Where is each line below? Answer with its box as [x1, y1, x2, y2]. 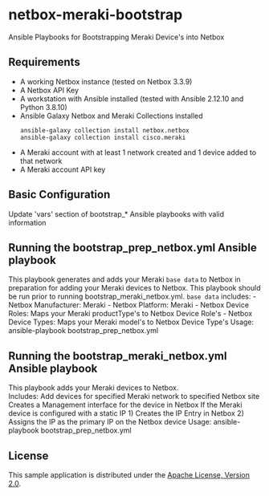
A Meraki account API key [19, 165, 106, 174]
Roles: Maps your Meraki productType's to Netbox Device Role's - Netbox [8, 309, 253, 319]
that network [19, 156, 63, 165]
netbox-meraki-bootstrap [8, 6, 183, 24]
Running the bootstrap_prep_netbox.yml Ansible [8, 241, 257, 254]
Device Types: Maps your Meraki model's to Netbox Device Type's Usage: [8, 317, 255, 327]
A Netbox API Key [19, 85, 79, 95]
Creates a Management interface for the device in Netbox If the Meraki [8, 400, 243, 410]
